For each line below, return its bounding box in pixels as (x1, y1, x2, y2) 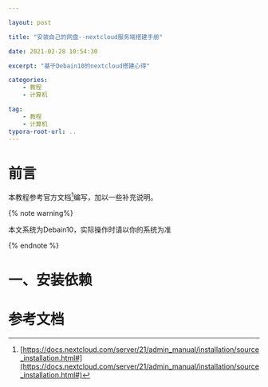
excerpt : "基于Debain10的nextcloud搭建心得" (8, 61, 150, 70)
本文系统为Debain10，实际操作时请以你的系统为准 (8, 225, 171, 234)
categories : (8, 76, 48, 84)
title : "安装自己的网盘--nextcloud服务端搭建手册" (8, 33, 164, 41)
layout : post (8, 18, 52, 26)
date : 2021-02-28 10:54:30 (8, 47, 98, 56)
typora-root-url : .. (8, 127, 77, 135)
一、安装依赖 (8, 272, 93, 289)
